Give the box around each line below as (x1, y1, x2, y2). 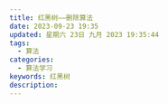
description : (9, 80, 59, 90)
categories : (9, 55, 54, 64)
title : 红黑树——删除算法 (9, 13, 93, 23)
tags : (9, 38, 30, 48)
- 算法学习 (17, 64, 53, 73)
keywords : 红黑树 (9, 72, 70, 81)
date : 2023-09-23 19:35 (9, 22, 99, 31)
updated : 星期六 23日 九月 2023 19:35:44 (9, 30, 160, 39)
